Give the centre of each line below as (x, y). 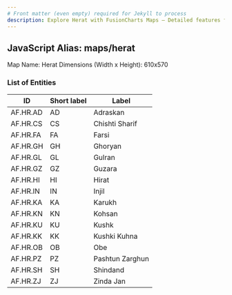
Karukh (105, 202)
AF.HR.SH (27, 269)
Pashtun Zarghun (121, 258)
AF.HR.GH (27, 146)
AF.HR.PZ (26, 258)
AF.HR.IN (25, 191)
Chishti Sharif (115, 123)
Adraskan (109, 112)
